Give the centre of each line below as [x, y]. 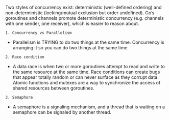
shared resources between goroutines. [53, 88]
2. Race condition [25, 57]
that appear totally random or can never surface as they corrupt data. [86, 77]
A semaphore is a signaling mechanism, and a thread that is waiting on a [89, 107]
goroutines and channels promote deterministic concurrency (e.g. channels [85, 18]
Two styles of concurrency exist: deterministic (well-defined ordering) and [83, 7]
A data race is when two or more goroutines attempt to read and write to [89, 66]
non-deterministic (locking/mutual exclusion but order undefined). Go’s [80, 13]
